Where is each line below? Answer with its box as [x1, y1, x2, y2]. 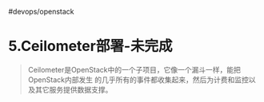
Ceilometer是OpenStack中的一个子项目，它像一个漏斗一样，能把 [27, 65, 242, 74]
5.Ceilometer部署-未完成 [8, 37, 174, 55]
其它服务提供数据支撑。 [34, 84, 113, 94]
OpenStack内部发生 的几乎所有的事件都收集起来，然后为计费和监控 [27, 75, 250, 84]
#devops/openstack [8, 7, 74, 16]
